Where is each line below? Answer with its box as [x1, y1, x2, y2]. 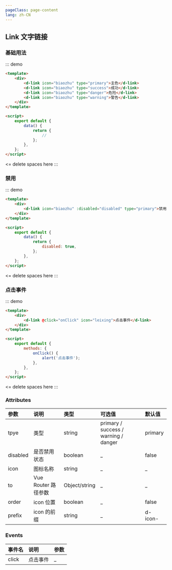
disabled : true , [41, 244, 77, 249]
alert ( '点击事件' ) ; [41, 355, 80, 360]
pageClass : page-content [5, 7, 58, 13]
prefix [8, 512, 22, 519]
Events [5, 532, 23, 539]
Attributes [5, 397, 31, 404]
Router [33, 481, 50, 488]
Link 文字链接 [5, 32, 48, 41]
